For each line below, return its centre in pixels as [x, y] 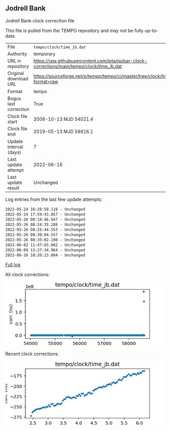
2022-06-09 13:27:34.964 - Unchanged [45, 250]
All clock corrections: [27, 274]
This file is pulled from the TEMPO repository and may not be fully [75, 31]
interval [15, 147]
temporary [45, 53]
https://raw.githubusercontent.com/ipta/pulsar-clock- [90, 61]
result [13, 188]
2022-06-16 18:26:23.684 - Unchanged [45, 255]
